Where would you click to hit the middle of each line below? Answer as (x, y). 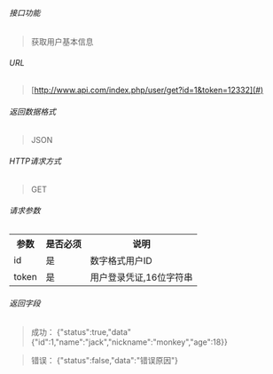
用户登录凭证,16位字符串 (141, 277)
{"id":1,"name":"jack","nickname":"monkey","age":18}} (129, 342)
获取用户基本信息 (62, 42)
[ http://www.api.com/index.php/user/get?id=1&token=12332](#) (147, 90)
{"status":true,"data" (94, 332)
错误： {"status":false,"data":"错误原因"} (105, 361)
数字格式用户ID (121, 261)
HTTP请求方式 (35, 161)
